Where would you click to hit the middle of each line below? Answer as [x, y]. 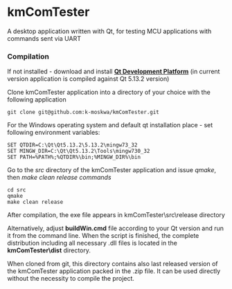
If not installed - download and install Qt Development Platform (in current [114, 72]
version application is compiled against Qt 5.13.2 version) [88, 79]
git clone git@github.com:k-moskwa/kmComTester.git [83, 112]
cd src [17, 190]
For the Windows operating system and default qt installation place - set [110, 125]
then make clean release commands [60, 178]
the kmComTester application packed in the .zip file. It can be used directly [114, 271]
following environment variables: [54, 133]
